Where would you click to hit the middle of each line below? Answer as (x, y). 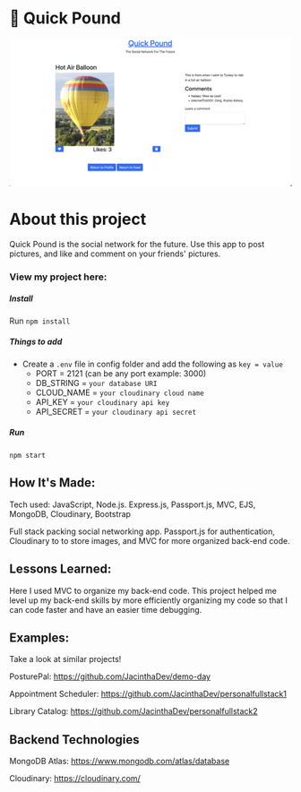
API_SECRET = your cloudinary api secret (116, 412)
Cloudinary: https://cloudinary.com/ (75, 779)
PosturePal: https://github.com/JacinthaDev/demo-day (110, 676)
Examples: (39, 638)
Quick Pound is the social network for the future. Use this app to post (137, 245)
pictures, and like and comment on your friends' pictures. (115, 254)
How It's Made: (52, 483)
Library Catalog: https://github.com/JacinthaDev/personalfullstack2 (133, 711)
